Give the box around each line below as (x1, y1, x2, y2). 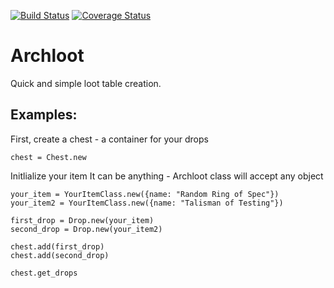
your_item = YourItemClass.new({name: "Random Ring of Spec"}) (10, 189, 280, 199)
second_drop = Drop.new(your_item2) (10, 224, 163, 234)
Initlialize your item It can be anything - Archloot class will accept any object (10, 170, 324, 182)
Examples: (10, 106, 78, 124)
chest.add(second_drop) (10, 250, 110, 260)
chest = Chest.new (10, 152, 87, 162)
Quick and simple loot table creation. (10, 77, 162, 89)
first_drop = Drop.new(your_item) (10, 215, 155, 225)
